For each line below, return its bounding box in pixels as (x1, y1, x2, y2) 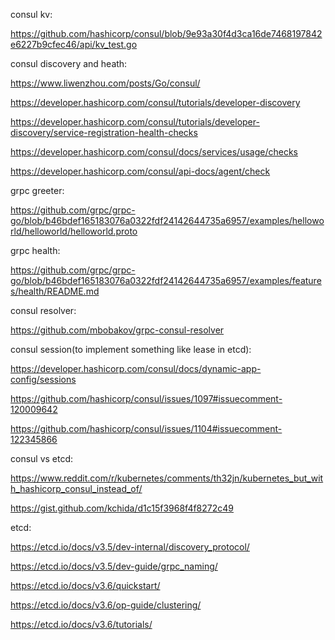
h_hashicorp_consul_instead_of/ (10, 483, 143, 494)
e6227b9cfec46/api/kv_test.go (10, 39, 138, 50)
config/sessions (10, 374, 77, 385)
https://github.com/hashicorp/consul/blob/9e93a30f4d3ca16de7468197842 (10, 28, 323, 39)
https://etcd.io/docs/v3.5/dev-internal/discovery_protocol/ (10, 541, 250, 553)
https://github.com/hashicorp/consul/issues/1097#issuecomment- (10, 393, 283, 404)
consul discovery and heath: (10, 58, 128, 69)
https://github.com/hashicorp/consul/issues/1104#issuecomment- (10, 423, 283, 434)
